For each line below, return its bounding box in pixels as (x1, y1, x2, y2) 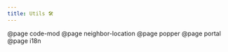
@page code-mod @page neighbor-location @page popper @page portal (7, 29, 221, 37)
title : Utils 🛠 (7, 10, 54, 17)
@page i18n (7, 36, 41, 45)
